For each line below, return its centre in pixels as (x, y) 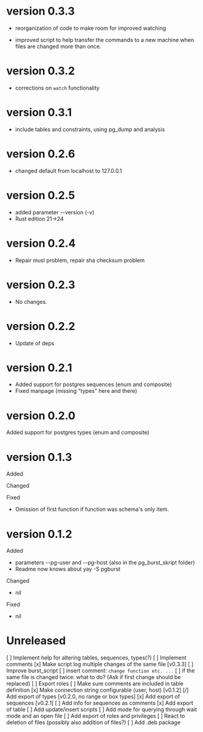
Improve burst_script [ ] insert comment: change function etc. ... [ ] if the (101, 670)
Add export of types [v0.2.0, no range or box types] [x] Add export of (93, 697)
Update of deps (35, 343)
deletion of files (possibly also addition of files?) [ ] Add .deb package (94, 722)
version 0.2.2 (41, 326)
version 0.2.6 (41, 154)
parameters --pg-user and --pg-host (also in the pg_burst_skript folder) (105, 563)
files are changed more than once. (58, 46)
